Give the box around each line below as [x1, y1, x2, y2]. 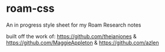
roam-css [6, 2, 55, 15]
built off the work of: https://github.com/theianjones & [6, 32, 137, 40]
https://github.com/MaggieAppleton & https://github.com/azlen [6, 39, 159, 46]
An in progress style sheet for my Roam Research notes [6, 21, 141, 28]
